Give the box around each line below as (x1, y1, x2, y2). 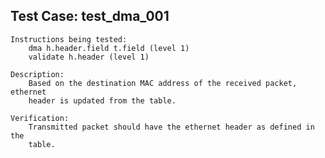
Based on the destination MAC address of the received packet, (28, 78, 298, 88)
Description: (10, 69, 65, 79)
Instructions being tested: (10, 34, 128, 44)
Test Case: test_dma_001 (10, 8, 170, 25)
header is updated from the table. (28, 95, 177, 106)
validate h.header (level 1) (28, 52, 150, 62)
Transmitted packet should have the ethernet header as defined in (28, 122, 315, 132)
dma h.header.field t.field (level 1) (28, 43, 190, 53)
